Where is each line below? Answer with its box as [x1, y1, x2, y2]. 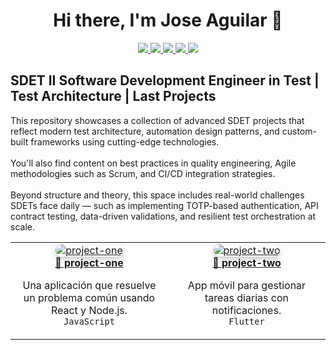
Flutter [228, 315, 265, 327]
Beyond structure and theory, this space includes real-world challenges [10, 189, 305, 201]
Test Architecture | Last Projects [10, 88, 217, 105]
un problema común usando [23, 290, 156, 304]
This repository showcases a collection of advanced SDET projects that [10, 114, 305, 126]
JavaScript [63, 315, 115, 327]
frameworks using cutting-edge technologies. [30, 135, 220, 148]
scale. [10, 220, 35, 233]
